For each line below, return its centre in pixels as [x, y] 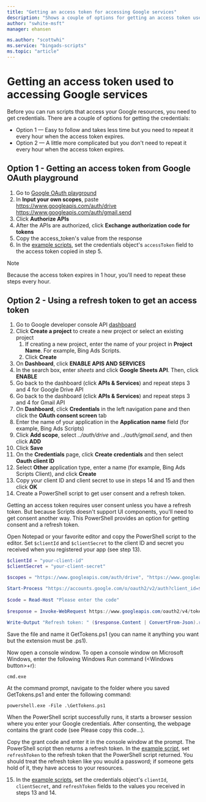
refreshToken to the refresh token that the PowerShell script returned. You [100, 755]
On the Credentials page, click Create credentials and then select [99, 454]
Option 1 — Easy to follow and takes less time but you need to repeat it [105, 129]
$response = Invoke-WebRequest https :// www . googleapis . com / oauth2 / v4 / [99, 611]
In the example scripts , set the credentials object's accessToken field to [105, 244]
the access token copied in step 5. [59, 251]
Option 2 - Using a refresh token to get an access [102, 301]
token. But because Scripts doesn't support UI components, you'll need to [100, 512]
